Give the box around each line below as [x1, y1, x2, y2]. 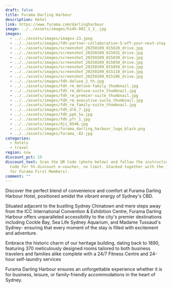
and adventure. [5, 230, 37, 236]
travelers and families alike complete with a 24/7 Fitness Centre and [5, 251, 148, 257]
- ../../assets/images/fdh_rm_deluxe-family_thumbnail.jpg [10, 83, 139, 88]
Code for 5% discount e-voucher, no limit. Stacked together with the [10, 164, 164, 169]
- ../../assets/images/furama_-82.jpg [10, 131, 93, 136]
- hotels [10, 140, 29, 146]
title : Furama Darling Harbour [5, 12, 72, 17]
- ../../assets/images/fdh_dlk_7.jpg [10, 107, 91, 112]
